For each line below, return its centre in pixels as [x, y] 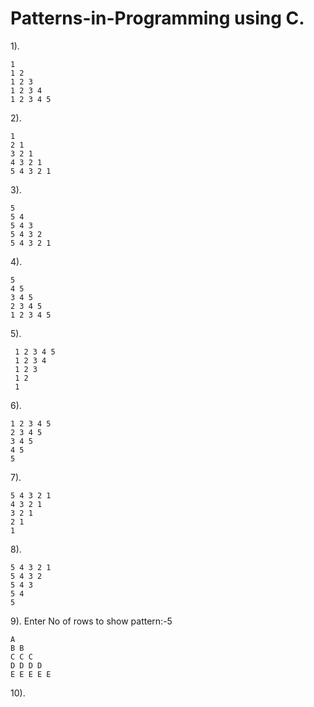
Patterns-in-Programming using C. [157, 18]
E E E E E [31, 674]
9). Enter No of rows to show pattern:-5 [91, 621]
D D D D [26, 665]
